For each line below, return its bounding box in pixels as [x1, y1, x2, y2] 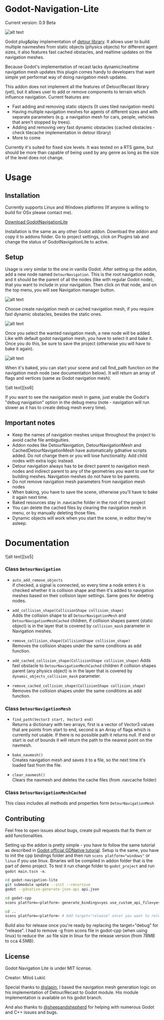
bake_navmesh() [12, 753, 43, 758]
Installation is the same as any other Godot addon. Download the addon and [5, 228, 158, 234]
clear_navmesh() [12, 773, 45, 777]
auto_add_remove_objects [12, 578, 63, 583]
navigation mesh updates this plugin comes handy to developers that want [5, 69, 155, 74]
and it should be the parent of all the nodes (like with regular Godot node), [5, 276, 154, 282]
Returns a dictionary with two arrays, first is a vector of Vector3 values [12, 722, 154, 728]
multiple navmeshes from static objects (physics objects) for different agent [5, 44, 158, 49]
